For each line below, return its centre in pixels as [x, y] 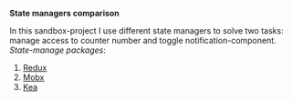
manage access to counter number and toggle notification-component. [143, 40]
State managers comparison [65, 13]
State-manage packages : [58, 50]
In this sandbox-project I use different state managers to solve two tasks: [147, 30]
